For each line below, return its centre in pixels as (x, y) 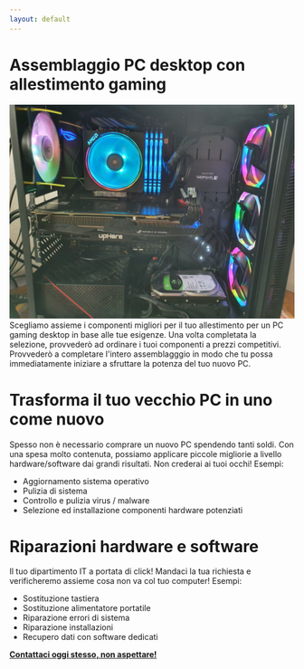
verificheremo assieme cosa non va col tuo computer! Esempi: (126, 581)
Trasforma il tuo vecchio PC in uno (141, 400)
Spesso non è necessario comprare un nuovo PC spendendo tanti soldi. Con (152, 444)
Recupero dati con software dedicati (90, 637)
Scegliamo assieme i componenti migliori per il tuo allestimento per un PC (147, 325)
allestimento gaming (88, 84)
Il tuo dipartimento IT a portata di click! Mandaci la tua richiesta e (130, 571)
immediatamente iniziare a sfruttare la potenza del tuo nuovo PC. (130, 363)
